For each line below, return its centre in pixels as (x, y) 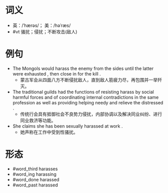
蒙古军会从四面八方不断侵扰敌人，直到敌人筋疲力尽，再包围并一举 (89, 80)
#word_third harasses (35, 169)
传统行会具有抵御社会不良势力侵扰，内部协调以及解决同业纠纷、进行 (91, 114)
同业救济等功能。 (38, 120)
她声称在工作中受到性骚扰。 (49, 132)
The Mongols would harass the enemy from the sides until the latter (83, 68)
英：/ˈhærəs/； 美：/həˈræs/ (41, 25)
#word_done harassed (36, 179)
